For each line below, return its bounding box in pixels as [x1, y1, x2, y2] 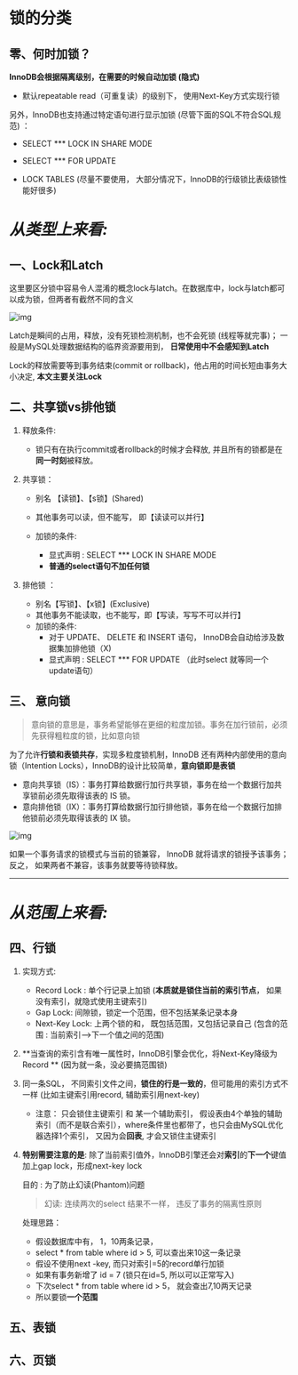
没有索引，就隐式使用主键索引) [35, 995, 148, 1006]
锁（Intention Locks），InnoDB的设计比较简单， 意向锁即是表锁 [9, 760, 236, 770]
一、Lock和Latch [9, 257, 104, 272]
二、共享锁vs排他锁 [9, 399, 117, 414]
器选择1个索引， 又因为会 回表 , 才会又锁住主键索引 [35, 1130, 217, 1141]
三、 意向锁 [9, 694, 71, 709]
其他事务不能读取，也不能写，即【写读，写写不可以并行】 [35, 609, 246, 620]
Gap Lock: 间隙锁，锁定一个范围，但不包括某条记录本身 [35, 1007, 239, 1017]
